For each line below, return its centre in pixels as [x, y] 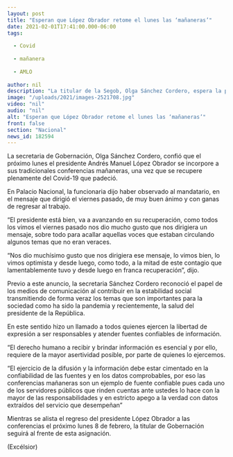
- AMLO [23, 72]
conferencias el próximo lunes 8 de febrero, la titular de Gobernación [106, 426]
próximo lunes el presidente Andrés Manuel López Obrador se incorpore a [113, 163]
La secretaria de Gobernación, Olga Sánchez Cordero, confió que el [104, 156]
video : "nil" [26, 104]
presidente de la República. [46, 313]
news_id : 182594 [31, 136]
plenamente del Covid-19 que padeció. [62, 178]
